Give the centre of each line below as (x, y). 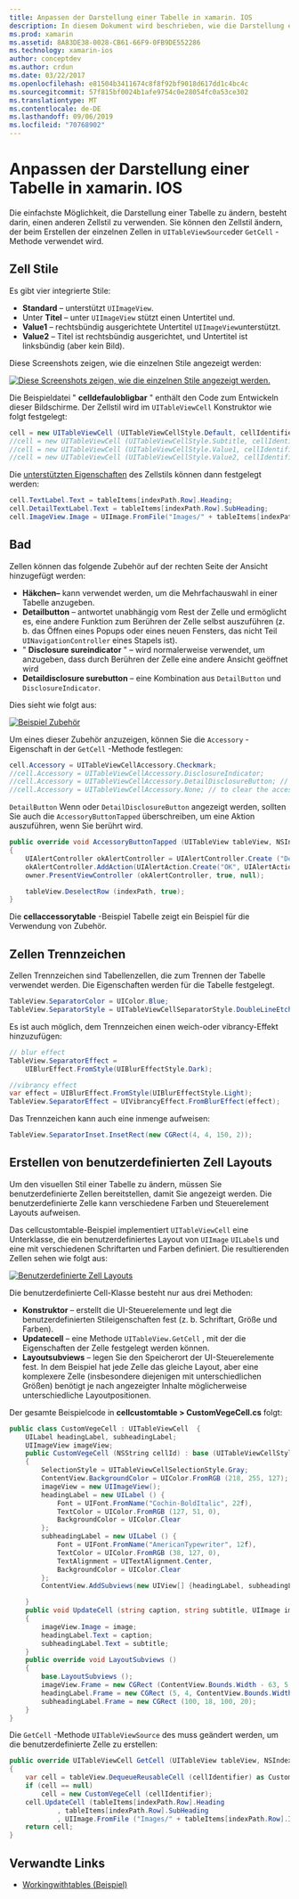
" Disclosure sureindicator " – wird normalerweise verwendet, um (143, 649)
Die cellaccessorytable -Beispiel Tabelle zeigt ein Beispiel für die (129, 917)
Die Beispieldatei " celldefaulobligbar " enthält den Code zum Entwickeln (144, 397)
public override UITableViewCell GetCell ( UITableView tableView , (135, 1761)
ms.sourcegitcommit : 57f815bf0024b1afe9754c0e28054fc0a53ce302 (129, 92)
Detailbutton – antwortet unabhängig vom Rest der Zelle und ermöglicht (154, 612)
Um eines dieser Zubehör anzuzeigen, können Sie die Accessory (126, 739)
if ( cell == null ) (59, 1786)
